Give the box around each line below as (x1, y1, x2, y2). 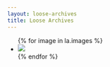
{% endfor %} (17, 52, 59, 61)
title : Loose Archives (7, 17, 74, 24)
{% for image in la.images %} (17, 36, 104, 44)
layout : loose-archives (7, 10, 78, 18)
